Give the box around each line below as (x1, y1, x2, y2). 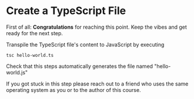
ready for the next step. (6, 29, 63, 36)
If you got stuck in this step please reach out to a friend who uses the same (6, 80, 189, 87)
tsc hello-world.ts (6, 52, 54, 58)
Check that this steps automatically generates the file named (6, 63, 153, 70)
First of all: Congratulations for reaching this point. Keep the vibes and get (6, 23, 187, 30)
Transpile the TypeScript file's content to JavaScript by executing (6, 41, 165, 48)
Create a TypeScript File (6, 4, 126, 18)
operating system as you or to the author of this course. (6, 86, 141, 93)
